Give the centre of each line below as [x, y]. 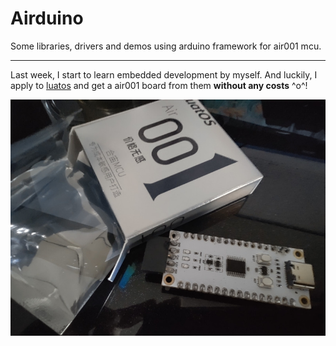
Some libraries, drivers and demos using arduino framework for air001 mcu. [166, 46]
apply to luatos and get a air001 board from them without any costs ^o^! [159, 85]
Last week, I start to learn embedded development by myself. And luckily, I [164, 74]
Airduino [47, 18]
